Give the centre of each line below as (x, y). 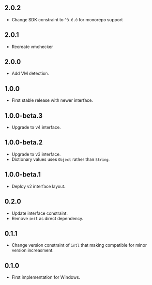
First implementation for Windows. (46, 277)
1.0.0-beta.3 (24, 116)
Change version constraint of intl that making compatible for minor (79, 245)
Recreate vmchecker (32, 47)
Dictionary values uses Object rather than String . (61, 159)
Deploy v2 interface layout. (38, 186)
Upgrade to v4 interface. (36, 127)
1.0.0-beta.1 (23, 175)
